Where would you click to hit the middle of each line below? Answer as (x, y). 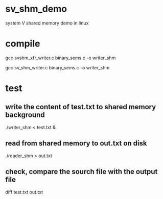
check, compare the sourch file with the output (81, 172)
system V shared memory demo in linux (47, 23)
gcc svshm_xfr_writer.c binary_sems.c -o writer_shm (61, 58)
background (25, 115)
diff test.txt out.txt (24, 192)
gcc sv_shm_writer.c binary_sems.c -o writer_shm (57, 67)
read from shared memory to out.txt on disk (76, 143)
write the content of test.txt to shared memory (81, 107)
